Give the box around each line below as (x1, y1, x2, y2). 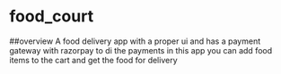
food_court (9, 6, 94, 27)
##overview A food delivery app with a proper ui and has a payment (9, 36, 261, 46)
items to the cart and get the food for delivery (9, 54, 178, 65)
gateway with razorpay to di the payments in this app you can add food (9, 45, 273, 55)
